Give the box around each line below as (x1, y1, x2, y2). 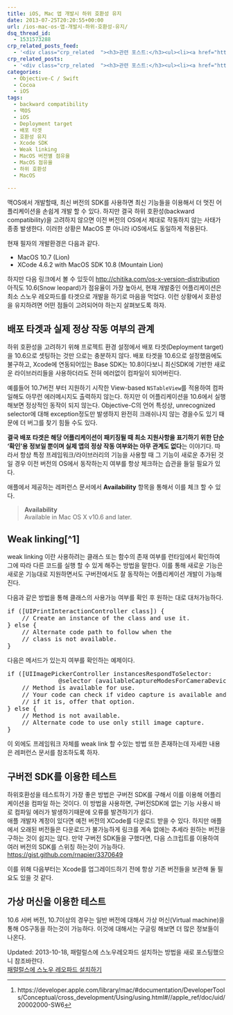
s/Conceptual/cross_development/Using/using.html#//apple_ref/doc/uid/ (17, 993, 225, 1001)
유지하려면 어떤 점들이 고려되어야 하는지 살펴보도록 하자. (14, 301, 166, 309)
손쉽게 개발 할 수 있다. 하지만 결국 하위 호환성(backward (42, 207, 195, 215)
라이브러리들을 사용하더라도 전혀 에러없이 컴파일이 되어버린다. (14, 369, 182, 377)
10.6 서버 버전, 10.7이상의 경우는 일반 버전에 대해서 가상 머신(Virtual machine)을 (7, 915, 225, 924)
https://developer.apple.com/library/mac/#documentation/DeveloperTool (17, 986, 225, 994)
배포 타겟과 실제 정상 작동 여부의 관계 (7, 323, 155, 335)
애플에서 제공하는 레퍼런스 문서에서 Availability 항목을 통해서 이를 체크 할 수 (7, 483, 214, 491)
